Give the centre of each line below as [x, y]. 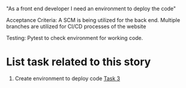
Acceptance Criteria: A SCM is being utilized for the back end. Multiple [93, 20]
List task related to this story [79, 62]
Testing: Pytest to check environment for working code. [75, 38]
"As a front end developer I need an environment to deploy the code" [91, 9]
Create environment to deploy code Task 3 [68, 78]
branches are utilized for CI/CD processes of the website [76, 26]
